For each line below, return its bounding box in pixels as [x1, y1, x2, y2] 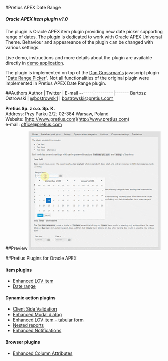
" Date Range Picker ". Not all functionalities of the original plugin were [5, 75, 149, 81]
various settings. [5, 44, 40, 50]
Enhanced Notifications [12, 328, 62, 334]
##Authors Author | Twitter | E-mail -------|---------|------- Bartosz [5, 90, 146, 96]
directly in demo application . [5, 60, 65, 66]
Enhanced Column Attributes [12, 350, 73, 356]
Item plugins [5, 267, 32, 273]
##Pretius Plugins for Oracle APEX [5, 255, 77, 261]
